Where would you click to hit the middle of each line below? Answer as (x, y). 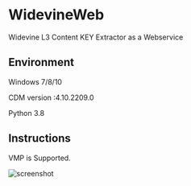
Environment (42, 62)
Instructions (39, 138)
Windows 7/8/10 (35, 81)
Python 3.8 (27, 113)
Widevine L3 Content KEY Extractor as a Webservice (96, 37)
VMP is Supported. (39, 158)
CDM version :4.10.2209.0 (51, 97)
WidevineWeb (56, 15)
